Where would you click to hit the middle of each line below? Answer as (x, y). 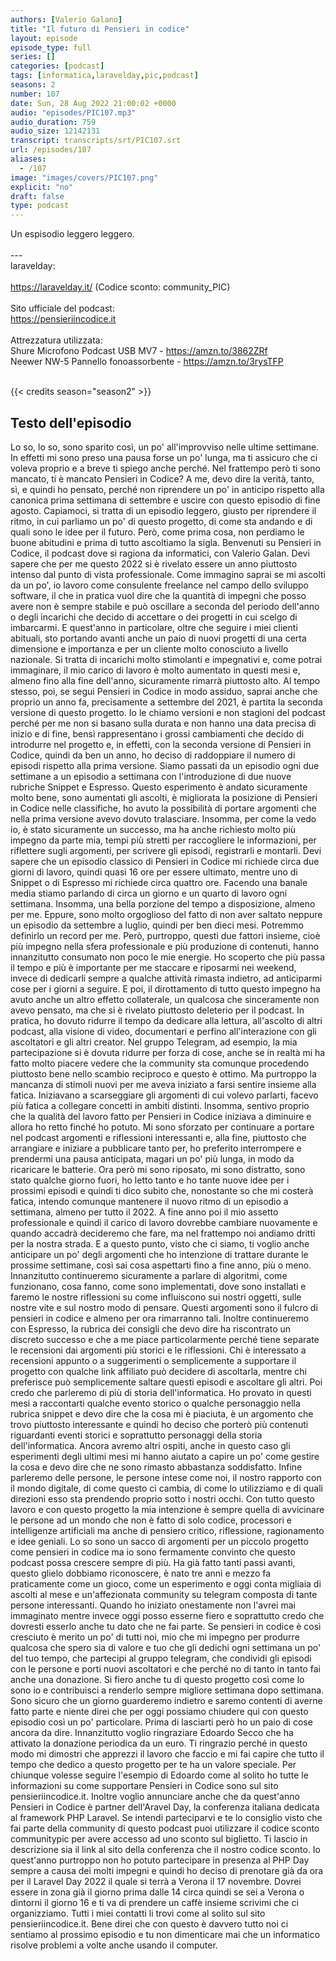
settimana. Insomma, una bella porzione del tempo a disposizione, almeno (163, 903)
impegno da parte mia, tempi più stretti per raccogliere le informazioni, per (163, 840)
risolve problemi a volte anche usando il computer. (114, 1945)
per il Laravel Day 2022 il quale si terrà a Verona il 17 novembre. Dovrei (156, 1881)
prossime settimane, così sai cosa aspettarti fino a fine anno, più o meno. (161, 1265)
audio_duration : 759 (53, 122)
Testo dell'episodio (71, 422)
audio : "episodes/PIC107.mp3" (73, 112)
